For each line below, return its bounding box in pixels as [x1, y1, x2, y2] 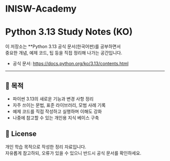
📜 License [5, 130, 37, 138]
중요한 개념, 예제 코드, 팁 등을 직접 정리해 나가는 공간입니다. [5, 50, 122, 56]
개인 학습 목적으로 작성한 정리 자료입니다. [5, 143, 87, 149]
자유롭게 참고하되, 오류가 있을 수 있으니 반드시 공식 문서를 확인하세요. [5, 150, 142, 156]
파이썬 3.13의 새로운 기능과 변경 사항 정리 [12, 95, 94, 101]
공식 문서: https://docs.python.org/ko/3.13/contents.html [12, 61, 129, 67]
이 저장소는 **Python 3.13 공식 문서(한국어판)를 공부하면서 [5, 43, 121, 49]
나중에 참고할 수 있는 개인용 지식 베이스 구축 [12, 115, 100, 121]
